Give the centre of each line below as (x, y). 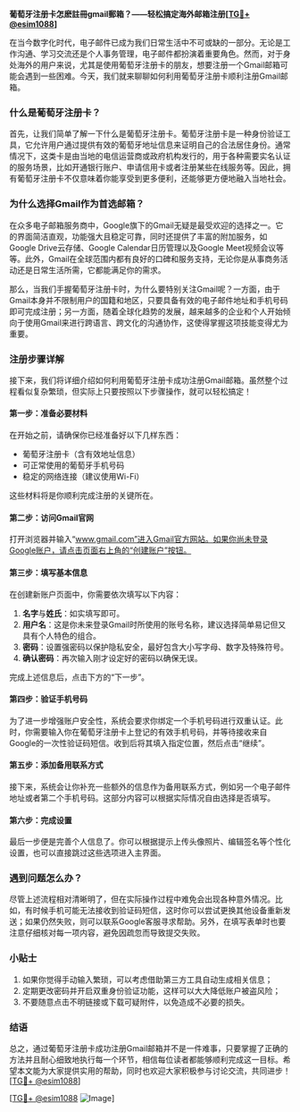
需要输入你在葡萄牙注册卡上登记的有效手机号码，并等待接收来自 (150, 732)
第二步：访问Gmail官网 (51, 517)
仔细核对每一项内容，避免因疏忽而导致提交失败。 (115, 933)
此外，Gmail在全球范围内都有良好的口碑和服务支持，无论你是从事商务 (153, 259)
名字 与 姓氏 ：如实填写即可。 (73, 613)
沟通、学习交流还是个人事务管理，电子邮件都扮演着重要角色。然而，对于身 (154, 54)
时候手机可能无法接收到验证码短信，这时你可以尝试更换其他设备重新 (158, 911)
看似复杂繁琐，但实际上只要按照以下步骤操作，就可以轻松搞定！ (134, 391)
